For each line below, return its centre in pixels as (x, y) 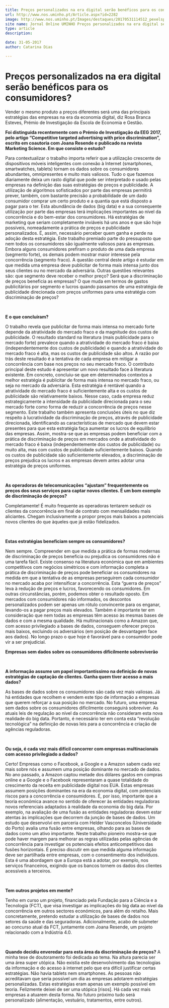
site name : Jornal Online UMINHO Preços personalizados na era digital (82, 24)
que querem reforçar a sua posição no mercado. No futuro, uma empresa (81, 702)
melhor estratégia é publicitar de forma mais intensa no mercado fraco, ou (82, 380)
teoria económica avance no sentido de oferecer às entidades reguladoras (82, 801)
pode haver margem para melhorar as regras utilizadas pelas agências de (81, 839)
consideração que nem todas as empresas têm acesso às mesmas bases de (84, 615)
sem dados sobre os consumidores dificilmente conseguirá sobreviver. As (82, 708)
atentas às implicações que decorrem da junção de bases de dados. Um (80, 817)
